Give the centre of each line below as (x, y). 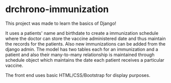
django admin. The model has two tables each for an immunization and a (82, 49)
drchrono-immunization (57, 9)
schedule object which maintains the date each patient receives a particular (85, 60)
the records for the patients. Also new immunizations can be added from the (86, 44)
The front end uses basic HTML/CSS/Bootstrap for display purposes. (78, 75)
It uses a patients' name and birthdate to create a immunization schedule (82, 33)
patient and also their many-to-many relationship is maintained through (80, 55)
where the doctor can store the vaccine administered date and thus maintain (86, 38)
